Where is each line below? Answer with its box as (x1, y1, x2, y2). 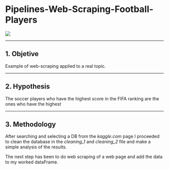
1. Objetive (5, 50, 39, 58)
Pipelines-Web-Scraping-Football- (5, 4, 153, 15)
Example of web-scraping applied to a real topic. (5, 63, 106, 69)
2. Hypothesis (5, 82, 50, 91)
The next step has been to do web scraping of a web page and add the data (5, 154, 162, 160)
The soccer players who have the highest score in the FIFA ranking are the (5, 95, 159, 101)
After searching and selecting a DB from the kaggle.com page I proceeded (5, 133, 160, 139)
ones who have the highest (5, 101, 61, 107)
